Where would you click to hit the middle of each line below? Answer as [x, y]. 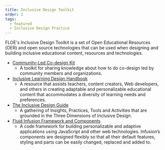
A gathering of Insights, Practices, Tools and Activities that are [83, 111]
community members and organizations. [61, 73]
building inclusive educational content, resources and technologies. [74, 53]
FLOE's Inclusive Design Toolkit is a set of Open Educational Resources [78, 42]
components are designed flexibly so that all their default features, [87, 137]
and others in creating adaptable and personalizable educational [85, 89]
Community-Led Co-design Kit [44, 63]
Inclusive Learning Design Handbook [50, 79]
